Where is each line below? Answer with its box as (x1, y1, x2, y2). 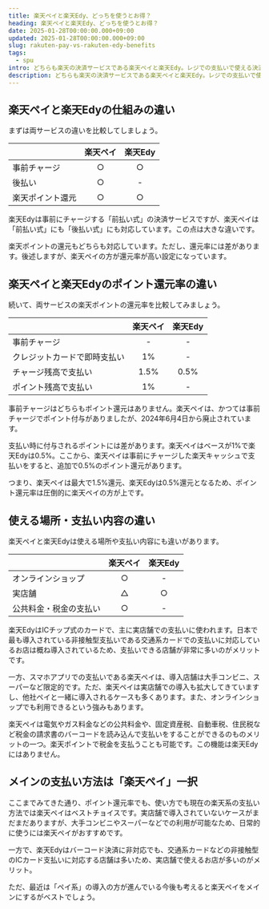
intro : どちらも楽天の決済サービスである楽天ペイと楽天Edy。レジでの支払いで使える (8, 64, 252, 72)
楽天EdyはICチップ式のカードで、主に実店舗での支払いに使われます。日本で (8, 625, 259, 635)
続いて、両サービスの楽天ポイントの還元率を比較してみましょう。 (8, 300, 225, 309)
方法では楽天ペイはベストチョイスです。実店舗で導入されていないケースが (8, 807, 253, 818)
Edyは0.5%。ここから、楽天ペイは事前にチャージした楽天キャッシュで (14, 450, 248, 461)
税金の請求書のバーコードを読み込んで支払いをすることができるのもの (14, 729, 247, 739)
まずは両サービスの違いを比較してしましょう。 (8, 126, 163, 135)
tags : (8, 49, 26, 57)
